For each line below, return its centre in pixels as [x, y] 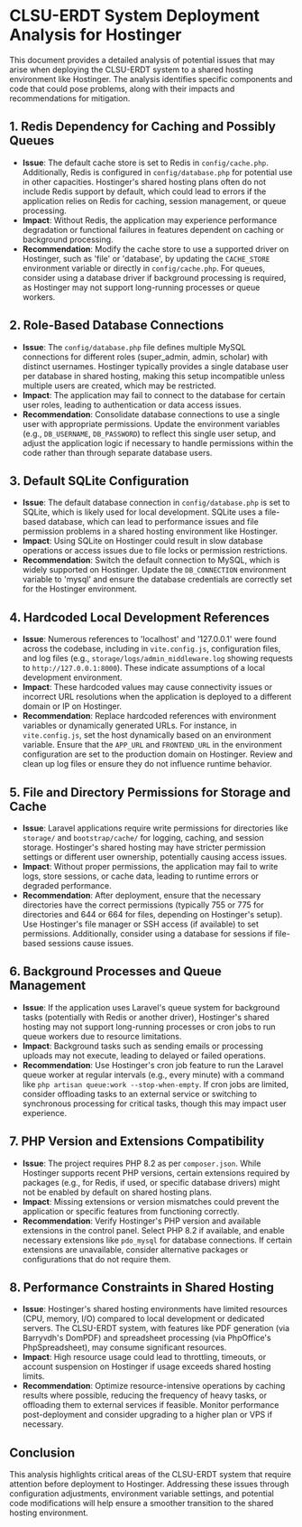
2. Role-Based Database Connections [117, 326]
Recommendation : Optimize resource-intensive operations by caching [154, 1386]
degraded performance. [67, 885]
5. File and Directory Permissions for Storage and [150, 792]
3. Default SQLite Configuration [99, 481]
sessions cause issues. [91, 943]
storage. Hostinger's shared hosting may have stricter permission [144, 847]
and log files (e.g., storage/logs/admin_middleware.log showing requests [158, 658]
